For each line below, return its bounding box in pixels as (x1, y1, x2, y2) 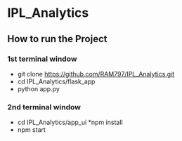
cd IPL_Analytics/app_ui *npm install (17, 118, 123, 127)
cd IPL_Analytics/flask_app (17, 77, 96, 86)
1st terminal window (7, 54, 77, 64)
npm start (17, 126, 46, 134)
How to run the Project (7, 33, 108, 45)
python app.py (17, 84, 60, 93)
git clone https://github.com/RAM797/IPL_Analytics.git (17, 69, 175, 78)
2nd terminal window (7, 102, 81, 112)
